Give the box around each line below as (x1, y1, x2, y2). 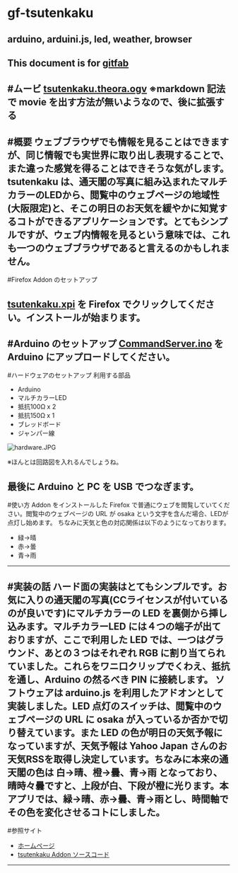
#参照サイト (7, 826, 42, 835)
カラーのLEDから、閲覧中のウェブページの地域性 (7, 189, 220, 201)
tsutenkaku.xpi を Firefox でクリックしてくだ (7, 298, 206, 310)
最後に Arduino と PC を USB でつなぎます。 (7, 480, 199, 493)
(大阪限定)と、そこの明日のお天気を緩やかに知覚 (7, 202, 218, 214)
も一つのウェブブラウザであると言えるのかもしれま (7, 242, 230, 254)
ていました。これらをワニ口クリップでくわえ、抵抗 (7, 660, 230, 672)
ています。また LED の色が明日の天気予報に (34, 726, 223, 738)
